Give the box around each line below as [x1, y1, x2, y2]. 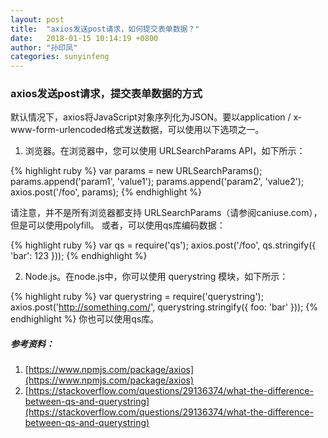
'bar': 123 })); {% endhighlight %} [10, 250, 148, 262]
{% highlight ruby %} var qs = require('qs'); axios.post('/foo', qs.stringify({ [10, 239, 317, 251]
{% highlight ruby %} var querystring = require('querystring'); [10, 291, 264, 303]
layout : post [10, 14, 65, 25]
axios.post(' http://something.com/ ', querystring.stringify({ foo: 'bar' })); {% [10, 301, 319, 313]
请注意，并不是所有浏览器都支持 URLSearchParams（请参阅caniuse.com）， [10, 207, 323, 219]
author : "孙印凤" [10, 42, 78, 53]
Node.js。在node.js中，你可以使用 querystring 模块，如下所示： [24, 271, 289, 283]
